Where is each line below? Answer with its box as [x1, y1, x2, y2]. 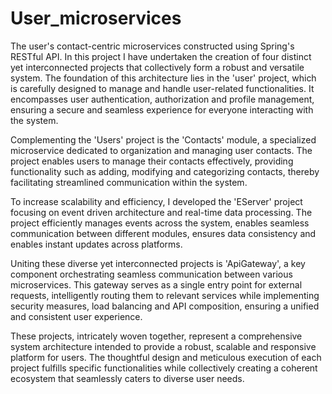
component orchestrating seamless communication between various [10, 268, 293, 280]
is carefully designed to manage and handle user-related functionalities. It [10, 82, 315, 94]
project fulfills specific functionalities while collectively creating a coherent [10, 362, 318, 374]
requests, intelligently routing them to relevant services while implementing [10, 289, 320, 301]
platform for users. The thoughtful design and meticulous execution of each [10, 351, 322, 363]
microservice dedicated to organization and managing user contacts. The [10, 144, 313, 156]
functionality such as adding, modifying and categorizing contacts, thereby [10, 165, 320, 177]
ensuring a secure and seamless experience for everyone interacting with [10, 103, 314, 116]
